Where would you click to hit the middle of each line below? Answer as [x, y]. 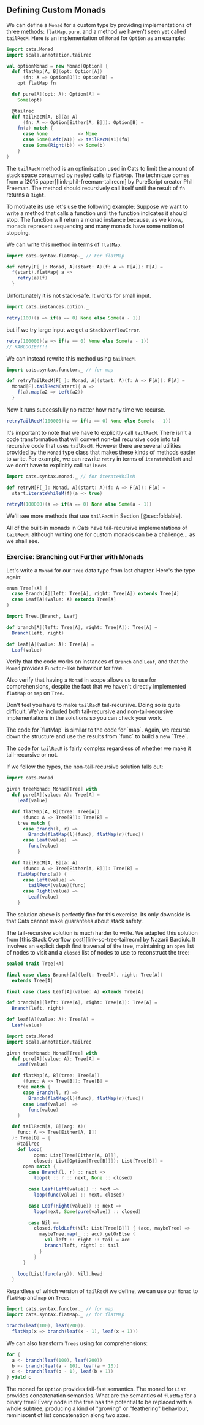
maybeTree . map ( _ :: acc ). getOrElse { [87, 1234]
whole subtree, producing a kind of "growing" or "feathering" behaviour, [97, 1408]
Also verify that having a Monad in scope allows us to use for [81, 680]
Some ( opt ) [30, 100]
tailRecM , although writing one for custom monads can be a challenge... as [101, 534]
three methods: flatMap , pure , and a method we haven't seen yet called [96, 31]
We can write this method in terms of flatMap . [64, 244]
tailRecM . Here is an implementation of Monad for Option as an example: [96, 38]
